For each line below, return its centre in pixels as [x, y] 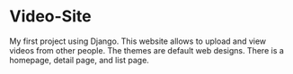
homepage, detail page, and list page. [80, 60]
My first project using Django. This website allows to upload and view [138, 41]
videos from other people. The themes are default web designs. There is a [147, 50]
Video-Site [50, 16]
